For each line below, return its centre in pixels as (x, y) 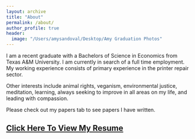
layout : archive (26, 11)
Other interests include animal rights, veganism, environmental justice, (92, 86)
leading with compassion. (38, 98)
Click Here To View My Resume (65, 128)
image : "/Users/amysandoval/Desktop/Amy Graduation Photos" (87, 39)
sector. (14, 75)
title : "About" (25, 17)
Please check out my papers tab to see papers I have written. (81, 110)
